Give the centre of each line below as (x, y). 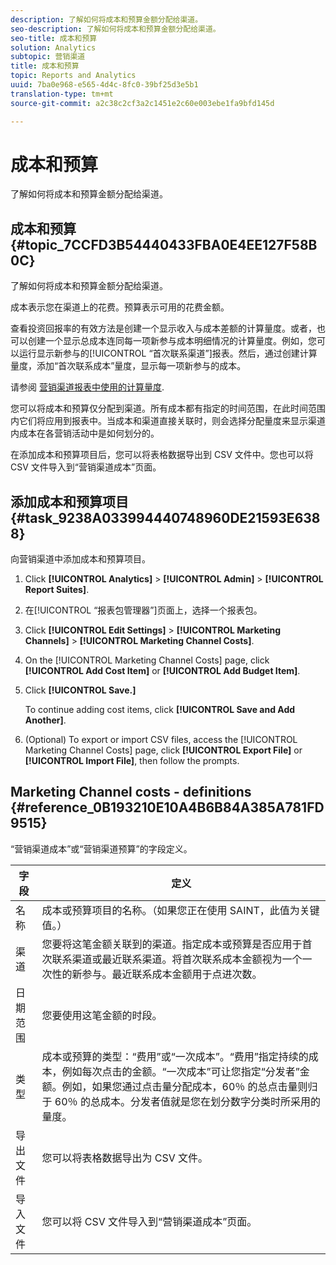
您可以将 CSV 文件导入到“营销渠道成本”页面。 (149, 1221)
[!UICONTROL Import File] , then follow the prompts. (132, 761)
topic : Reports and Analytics (73, 76)
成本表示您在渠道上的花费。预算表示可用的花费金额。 (120, 307)
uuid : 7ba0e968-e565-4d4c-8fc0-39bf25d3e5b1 (104, 85)
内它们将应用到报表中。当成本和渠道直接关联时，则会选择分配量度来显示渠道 (168, 421)
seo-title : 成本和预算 (54, 38)
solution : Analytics (53, 47)
